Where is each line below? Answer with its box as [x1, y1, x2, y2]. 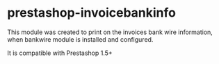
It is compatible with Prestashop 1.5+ [7, 49, 113, 57]
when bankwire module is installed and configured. [7, 35, 154, 43]
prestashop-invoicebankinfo [7, 5, 176, 21]
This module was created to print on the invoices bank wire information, [7, 28, 213, 36]
